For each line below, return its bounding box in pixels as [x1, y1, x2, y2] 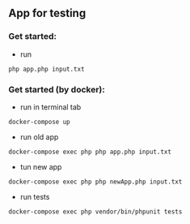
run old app [19, 131, 59, 141]
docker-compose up [8, 118, 70, 126]
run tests [19, 192, 50, 201]
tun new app [19, 162, 62, 171]
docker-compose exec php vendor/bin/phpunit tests [8, 207, 183, 216]
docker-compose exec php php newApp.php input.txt [8, 178, 183, 186]
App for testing [8, 6, 87, 20]
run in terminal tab [19, 101, 82, 112]
